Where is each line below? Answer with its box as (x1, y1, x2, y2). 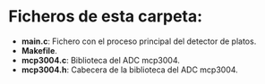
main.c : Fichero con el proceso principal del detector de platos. (21, 36, 257, 46)
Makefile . (21, 45, 57, 55)
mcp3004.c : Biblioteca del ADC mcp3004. (21, 55, 181, 65)
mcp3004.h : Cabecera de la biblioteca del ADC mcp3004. (21, 64, 238, 75)
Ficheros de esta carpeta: (8, 6, 203, 27)
